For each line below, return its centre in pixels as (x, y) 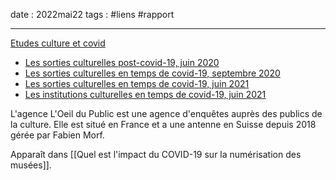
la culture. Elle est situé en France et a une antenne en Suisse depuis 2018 (163, 124)
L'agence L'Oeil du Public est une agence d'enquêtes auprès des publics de (166, 113)
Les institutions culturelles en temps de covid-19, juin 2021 (145, 94)
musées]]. (31, 165)
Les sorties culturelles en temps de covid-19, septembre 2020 (152, 73)
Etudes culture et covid (58, 43)
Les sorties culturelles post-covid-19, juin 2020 (122, 62)
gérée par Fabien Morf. (57, 135)
